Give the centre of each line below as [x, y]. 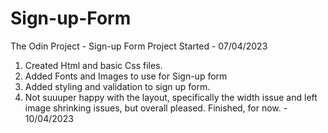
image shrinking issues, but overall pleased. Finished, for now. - [156, 108]
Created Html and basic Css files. [93, 65]
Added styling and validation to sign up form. [117, 86]
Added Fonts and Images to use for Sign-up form [126, 76]
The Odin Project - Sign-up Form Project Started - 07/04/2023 [139, 46]
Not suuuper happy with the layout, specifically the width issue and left [171, 97]
